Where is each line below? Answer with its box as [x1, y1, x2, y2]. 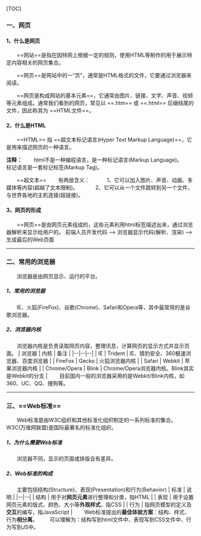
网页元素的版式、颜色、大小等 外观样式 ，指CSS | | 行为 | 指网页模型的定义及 [6, 501, 192, 508]
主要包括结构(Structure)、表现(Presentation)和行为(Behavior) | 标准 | [17, 486, 185, 493]
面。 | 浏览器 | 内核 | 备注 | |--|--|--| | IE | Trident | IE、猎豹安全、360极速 [6, 350, 187, 357]
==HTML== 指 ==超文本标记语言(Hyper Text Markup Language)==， [17, 136, 187, 143]
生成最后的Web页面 [6, 236, 54, 243]
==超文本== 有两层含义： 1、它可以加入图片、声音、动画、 [17, 177, 188, 184]
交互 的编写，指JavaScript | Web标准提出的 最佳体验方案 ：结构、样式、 [6, 508, 190, 516]
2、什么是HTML [6, 122, 46, 129]
